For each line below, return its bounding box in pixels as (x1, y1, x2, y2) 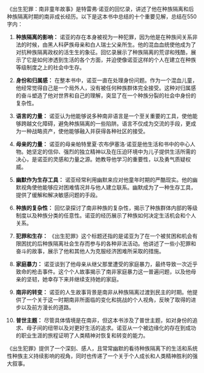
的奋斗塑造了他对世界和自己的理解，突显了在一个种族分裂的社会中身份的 (15, 92, 196, 99)
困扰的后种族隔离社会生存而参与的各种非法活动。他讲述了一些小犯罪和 (21, 240, 196, 247)
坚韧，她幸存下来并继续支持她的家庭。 (26, 276, 122, 282)
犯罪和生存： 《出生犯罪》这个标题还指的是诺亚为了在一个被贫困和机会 (15, 233, 192, 239)
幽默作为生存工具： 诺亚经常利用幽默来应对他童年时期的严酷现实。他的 (15, 176, 192, 183)
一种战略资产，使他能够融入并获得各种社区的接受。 (21, 128, 149, 135)
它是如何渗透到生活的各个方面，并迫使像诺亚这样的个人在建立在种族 (26, 56, 196, 63)
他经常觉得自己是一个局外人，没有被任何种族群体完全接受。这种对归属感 (15, 84, 196, 91)
